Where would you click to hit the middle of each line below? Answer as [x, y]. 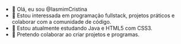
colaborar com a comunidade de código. [61, 22]
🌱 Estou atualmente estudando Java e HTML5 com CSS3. [82, 28]
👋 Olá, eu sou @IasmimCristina [50, 9]
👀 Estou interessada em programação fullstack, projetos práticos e [93, 15]
